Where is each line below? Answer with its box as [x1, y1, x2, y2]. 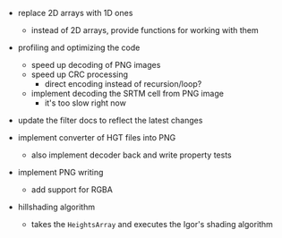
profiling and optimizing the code [17, 42, 141, 53]
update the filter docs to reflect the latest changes [17, 115, 203, 125]
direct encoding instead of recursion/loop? [44, 79, 202, 89]
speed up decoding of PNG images [30, 60, 161, 70]
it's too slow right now [44, 98, 127, 108]
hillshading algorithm [17, 201, 96, 212]
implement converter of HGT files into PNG [17, 132, 176, 142]
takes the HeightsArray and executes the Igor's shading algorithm [30, 219, 273, 229]
